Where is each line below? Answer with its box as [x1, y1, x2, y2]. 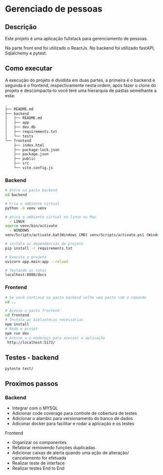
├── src [14, 161, 29, 166]
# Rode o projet [5, 326, 38, 331]
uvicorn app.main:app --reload [5, 259, 68, 264]
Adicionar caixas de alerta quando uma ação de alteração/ [12, 450, 130, 456]
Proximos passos [5, 379, 58, 387]
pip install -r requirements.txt [5, 246, 73, 251]
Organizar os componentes [12, 439, 67, 445]
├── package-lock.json [14, 147, 60, 152]
